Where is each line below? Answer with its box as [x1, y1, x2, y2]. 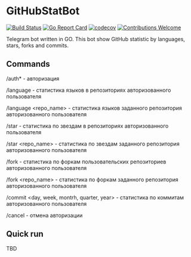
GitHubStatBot [6, 4, 80, 18]
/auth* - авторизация [6, 75, 60, 82]
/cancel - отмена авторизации [6, 212, 83, 219]
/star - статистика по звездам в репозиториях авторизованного [6, 122, 169, 129]
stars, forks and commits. [6, 42, 69, 49]
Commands [6, 59, 51, 69]
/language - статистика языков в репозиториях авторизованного [6, 86, 171, 94]
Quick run [6, 229, 44, 239]
